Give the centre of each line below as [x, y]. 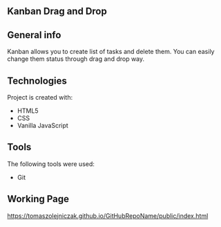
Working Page [38, 199]
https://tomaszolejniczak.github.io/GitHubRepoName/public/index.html [108, 216]
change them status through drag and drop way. [76, 59]
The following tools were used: [51, 164]
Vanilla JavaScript [43, 126]
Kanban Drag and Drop [57, 11]
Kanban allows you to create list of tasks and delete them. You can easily [111, 52]
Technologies [37, 81]
